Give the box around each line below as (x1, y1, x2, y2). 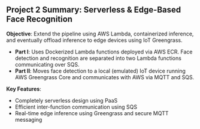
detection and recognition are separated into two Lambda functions (14, 54, 181, 62)
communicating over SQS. (14, 61, 80, 68)
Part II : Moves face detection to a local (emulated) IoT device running (14, 67, 186, 74)
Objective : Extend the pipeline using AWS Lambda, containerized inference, (6, 30, 194, 37)
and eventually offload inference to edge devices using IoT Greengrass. (6, 36, 183, 44)
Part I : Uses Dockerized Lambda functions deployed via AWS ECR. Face (14, 48, 193, 55)
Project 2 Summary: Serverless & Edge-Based (6, 5, 181, 15)
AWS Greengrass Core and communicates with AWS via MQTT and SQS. (14, 73, 195, 80)
